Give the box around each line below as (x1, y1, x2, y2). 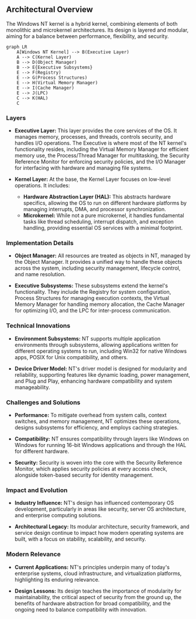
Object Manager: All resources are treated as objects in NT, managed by (14, 252, 191, 259)
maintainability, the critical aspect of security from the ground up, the (14, 593, 182, 600)
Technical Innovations (6, 322, 71, 330)
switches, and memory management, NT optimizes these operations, (14, 418, 181, 425)
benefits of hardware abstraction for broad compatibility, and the (14, 600, 171, 607)
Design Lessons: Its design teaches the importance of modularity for (14, 587, 181, 594)
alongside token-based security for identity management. (14, 472, 154, 479)
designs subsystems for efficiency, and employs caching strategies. (14, 424, 179, 431)
